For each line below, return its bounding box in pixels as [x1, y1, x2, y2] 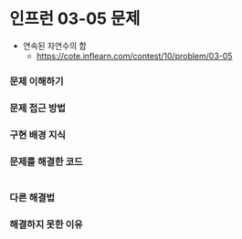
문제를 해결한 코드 [9, 155, 84, 168]
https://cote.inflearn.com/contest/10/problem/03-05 [36, 50, 233, 61]
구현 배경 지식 [9, 129, 67, 141]
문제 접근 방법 [9, 101, 67, 114]
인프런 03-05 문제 [9, 8, 141, 29]
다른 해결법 [9, 191, 56, 203]
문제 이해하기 [9, 75, 64, 88]
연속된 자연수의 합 [22, 40, 87, 51]
